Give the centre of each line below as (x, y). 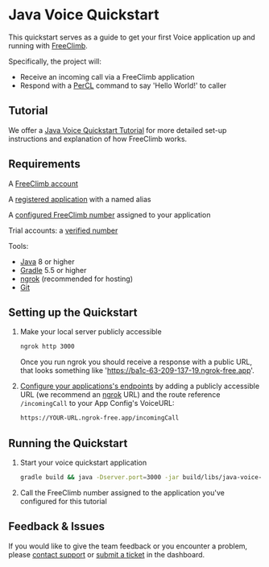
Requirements (44, 164)
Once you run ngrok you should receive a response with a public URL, (136, 362)
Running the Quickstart (68, 443)
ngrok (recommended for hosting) (76, 279)
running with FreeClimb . (48, 45)
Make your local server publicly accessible (91, 332)
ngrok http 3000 (47, 347)
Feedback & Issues (56, 526)
